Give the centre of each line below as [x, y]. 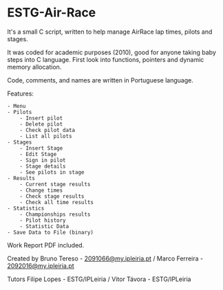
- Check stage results [52, 196]
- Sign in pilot [43, 160]
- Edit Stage [38, 154]
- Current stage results [55, 184]
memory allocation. [34, 67]
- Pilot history [43, 220]
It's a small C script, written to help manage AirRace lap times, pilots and [110, 32]
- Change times [41, 190]
